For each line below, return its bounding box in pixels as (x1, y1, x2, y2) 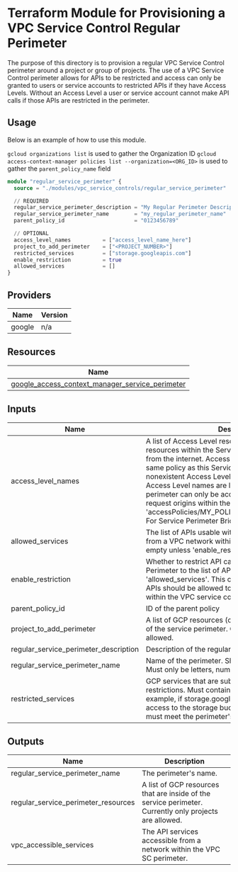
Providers (7, 289, 52, 301)
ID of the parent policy (145, 604, 220, 613)
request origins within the (145, 498, 231, 508)
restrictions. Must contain (145, 685, 231, 695)
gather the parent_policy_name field (7, 164, 111, 173)
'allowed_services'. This (145, 574, 226, 584)
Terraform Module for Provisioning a (7, 5, 225, 21)
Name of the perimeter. (145, 655, 223, 665)
